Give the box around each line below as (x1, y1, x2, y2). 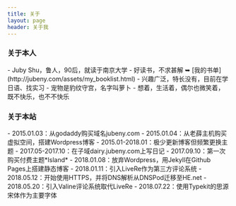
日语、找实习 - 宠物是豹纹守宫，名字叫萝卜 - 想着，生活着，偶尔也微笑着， (7, 83, 225, 92)
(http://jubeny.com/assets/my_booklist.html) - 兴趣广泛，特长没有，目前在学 (7, 74, 228, 83)
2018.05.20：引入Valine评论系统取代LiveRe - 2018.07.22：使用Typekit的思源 (7, 182, 229, 190)
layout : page (7, 17, 46, 24)
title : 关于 (7, 10, 40, 18)
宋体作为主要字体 (7, 190, 57, 199)
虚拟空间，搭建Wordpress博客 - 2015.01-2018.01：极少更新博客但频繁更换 (7, 137, 222, 146)
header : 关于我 (7, 23, 49, 30)
